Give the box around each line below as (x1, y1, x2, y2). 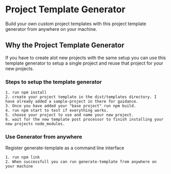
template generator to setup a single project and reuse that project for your (5, 60, 164, 66)
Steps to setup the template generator (5, 78, 102, 85)
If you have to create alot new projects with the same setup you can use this (5, 54, 166, 61)
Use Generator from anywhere (5, 133, 82, 140)
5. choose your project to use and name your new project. (5, 112, 134, 118)
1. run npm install (5, 90, 47, 95)
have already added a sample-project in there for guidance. (5, 99, 139, 104)
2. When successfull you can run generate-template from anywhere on (5, 159, 157, 165)
